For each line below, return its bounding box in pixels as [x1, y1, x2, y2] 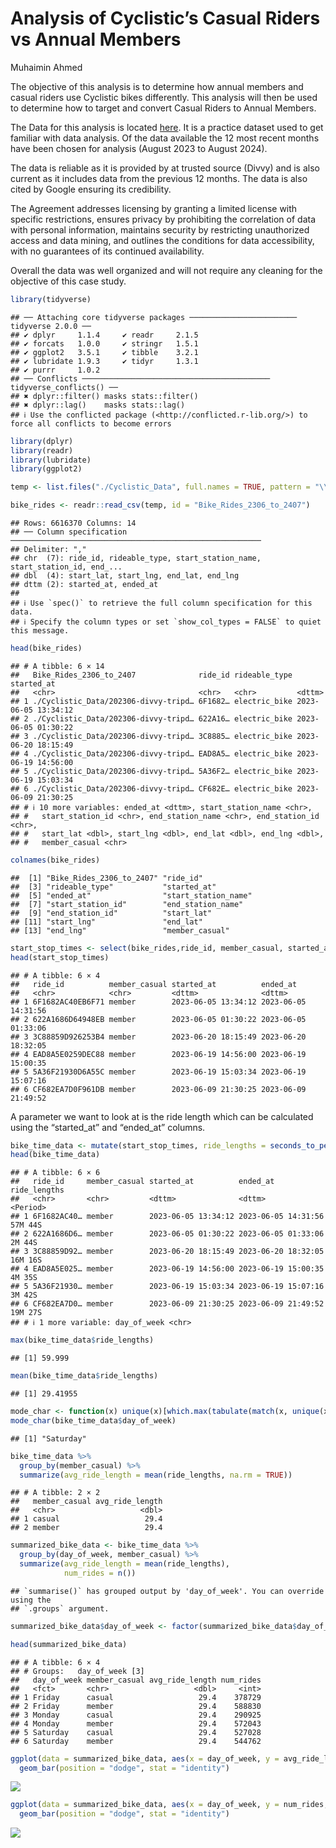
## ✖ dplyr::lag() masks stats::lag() [10, 400, 186, 410]
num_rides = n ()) [63, 1568, 137, 1579]
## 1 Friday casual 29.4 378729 [10, 1692, 262, 1702]
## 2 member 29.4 [10, 1523, 163, 1533]
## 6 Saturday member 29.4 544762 [10, 1736, 262, 1746]
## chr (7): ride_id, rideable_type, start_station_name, [10, 553, 262, 564]
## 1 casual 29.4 [10, 1514, 163, 1524]
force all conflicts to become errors [10, 418, 172, 429]
